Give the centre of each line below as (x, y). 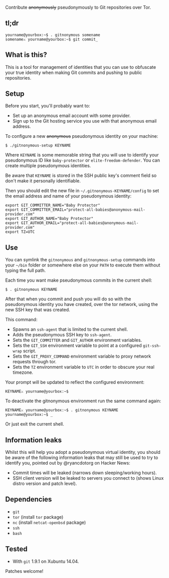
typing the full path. (26, 271)
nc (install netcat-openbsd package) (49, 522)
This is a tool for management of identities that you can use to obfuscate (81, 67)
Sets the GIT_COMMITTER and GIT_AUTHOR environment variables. (77, 340)
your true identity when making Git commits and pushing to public (74, 72)
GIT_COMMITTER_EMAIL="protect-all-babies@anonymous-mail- (83, 210)
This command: (21, 320)
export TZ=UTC (20, 232)
